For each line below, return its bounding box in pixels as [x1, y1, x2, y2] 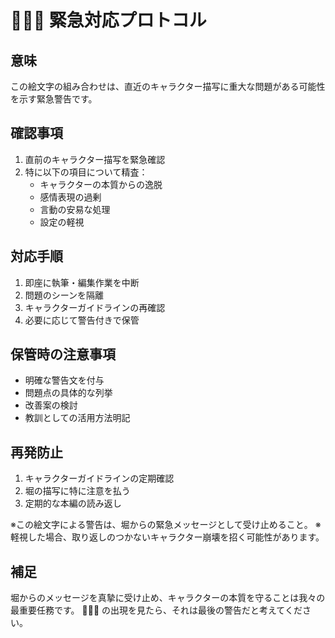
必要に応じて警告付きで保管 [24, 314, 140, 326]
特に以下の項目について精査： [24, 166, 148, 178]
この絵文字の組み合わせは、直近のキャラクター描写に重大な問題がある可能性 [10, 81, 326, 92]
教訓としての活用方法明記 [24, 412, 131, 424]
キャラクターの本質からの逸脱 [39, 178, 163, 190]
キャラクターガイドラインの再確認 [24, 301, 166, 313]
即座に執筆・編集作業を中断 [24, 276, 140, 288]
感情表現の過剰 [39, 191, 102, 203]
